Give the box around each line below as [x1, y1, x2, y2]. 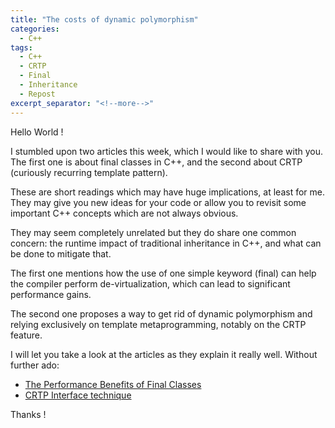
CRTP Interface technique [24, 389, 132, 401]
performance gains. [10, 288, 92, 300]
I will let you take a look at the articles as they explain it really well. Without [10, 348, 318, 360]
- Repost [19, 89, 56, 99]
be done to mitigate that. [10, 247, 112, 260]
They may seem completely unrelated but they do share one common [10, 226, 297, 238]
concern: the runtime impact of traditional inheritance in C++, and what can [10, 237, 322, 249]
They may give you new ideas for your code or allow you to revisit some [10, 196, 307, 208]
